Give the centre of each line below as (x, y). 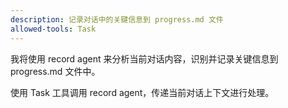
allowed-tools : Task (53, 29)
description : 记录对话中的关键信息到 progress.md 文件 (117, 19)
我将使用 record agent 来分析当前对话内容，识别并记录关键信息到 (144, 58)
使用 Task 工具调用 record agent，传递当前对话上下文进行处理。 (142, 92)
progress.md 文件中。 (55, 71)
